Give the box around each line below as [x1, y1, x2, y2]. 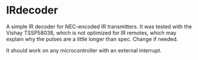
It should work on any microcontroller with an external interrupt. [6, 46, 162, 54]
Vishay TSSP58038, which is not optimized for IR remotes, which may [6, 29, 177, 36]
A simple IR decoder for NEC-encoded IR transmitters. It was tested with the [6, 23, 193, 30]
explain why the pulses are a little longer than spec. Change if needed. [6, 35, 178, 42]
